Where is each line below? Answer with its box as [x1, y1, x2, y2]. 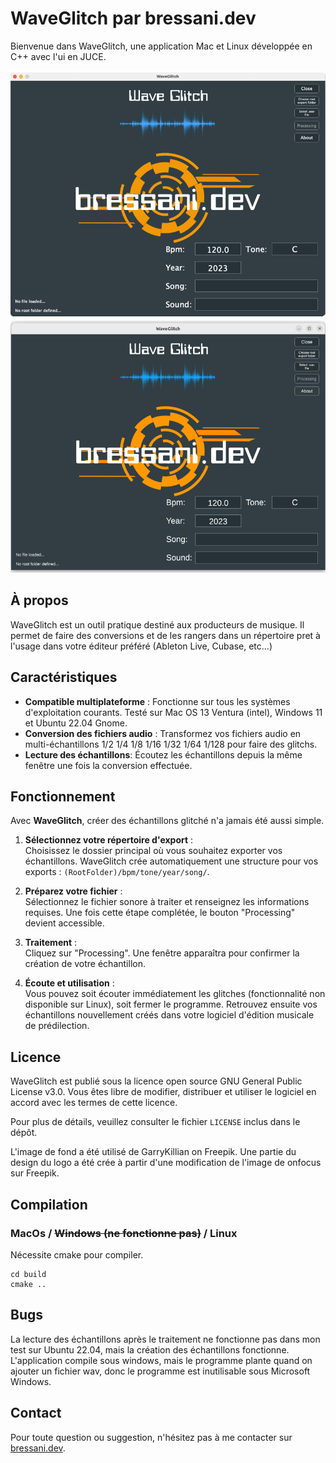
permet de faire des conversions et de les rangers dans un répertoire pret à [10, 629, 321, 641]
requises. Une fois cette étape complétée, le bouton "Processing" [24, 907, 296, 919]
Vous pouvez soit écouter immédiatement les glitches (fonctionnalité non [24, 988, 326, 1000]
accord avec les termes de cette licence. [10, 1097, 178, 1109]
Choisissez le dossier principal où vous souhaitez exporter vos [24, 845, 283, 857]
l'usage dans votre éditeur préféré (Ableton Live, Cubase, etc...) [10, 640, 273, 652]
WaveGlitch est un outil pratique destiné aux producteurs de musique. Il [10, 618, 305, 631]
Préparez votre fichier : [24, 885, 123, 897]
